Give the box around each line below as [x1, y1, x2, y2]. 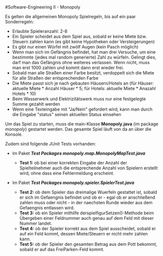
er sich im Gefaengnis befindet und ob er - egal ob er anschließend [19, 194, 156, 200]
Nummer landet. [19, 220, 52, 226]
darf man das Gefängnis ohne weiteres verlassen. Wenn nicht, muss [12, 60, 150, 65]
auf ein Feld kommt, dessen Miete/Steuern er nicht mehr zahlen [19, 231, 148, 236]
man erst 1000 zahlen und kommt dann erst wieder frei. [12, 65, 124, 70]
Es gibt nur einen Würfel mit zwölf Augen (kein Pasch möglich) [12, 44, 139, 49]
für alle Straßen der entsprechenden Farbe [12, 75, 99, 81]
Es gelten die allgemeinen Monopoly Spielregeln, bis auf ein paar [5, 14, 136, 19]
